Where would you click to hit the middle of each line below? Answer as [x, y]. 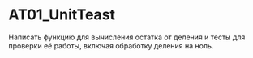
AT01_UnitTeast [62, 15]
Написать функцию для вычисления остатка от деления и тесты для [127, 37]
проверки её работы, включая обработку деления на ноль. [111, 45]
